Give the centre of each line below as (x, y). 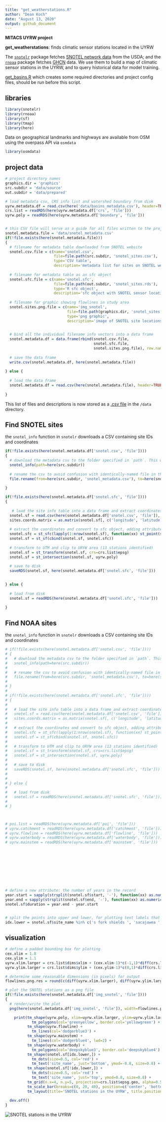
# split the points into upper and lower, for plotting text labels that (83, 917)
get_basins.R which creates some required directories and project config (79, 77)
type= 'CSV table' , (73, 261)
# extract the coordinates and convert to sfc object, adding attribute (86, 529)
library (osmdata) (23, 152)
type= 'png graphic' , (88, 316)
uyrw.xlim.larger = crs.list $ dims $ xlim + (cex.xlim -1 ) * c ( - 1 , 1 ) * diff (77, 963)
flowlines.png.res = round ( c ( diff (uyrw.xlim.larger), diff (67, 981)
